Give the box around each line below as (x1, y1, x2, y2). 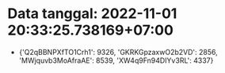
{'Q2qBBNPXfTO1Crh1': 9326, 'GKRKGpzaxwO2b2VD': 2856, (18, 47, 219, 57)
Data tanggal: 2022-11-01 (7, 5, 177, 23)
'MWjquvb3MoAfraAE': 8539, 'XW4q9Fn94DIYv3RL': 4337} (18, 56, 214, 65)
